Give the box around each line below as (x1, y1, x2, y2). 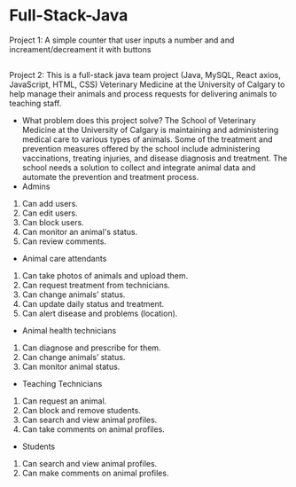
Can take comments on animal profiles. (21, 424, 166, 435)
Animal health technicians (21, 326, 117, 336)
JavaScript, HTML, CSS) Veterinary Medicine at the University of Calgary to (9, 79, 285, 90)
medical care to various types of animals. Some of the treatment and (21, 134, 273, 145)
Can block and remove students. (21, 405, 142, 416)
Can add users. (21, 199, 78, 209)
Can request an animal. (21, 396, 107, 406)
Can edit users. (21, 208, 78, 218)
